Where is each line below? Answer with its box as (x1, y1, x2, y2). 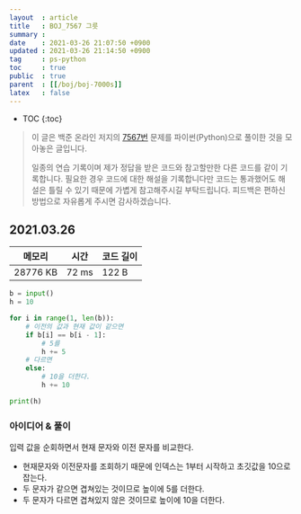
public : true (9, 72, 66, 81)
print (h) (9, 396, 42, 405)
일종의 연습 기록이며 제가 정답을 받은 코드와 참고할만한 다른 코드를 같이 (31, 162, 279, 173)
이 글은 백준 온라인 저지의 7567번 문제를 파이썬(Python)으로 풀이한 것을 (31, 131, 283, 142)
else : (25, 364, 47, 373)
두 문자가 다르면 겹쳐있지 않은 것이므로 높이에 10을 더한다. (22, 495, 225, 506)
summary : (9, 30, 47, 39)
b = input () (9, 289, 54, 298)
